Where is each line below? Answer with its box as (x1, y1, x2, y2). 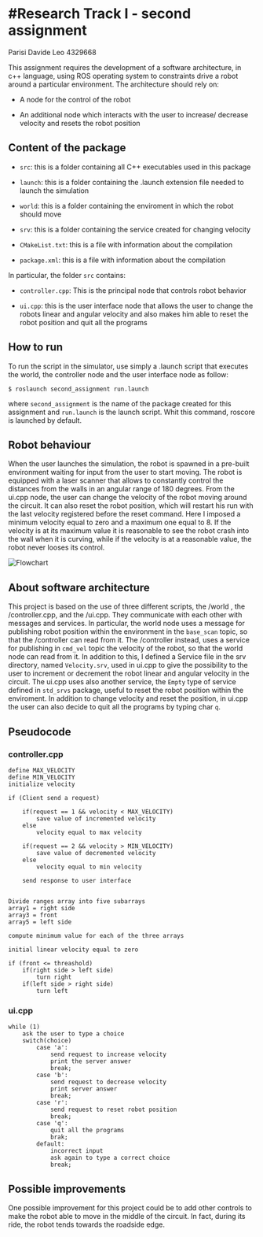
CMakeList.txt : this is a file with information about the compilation (19, 239, 233, 249)
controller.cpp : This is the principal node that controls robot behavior (19, 285, 247, 295)
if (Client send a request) (8, 794, 100, 802)
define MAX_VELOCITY (8, 766, 76, 774)
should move (19, 209, 62, 219)
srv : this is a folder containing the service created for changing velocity (19, 224, 251, 234)
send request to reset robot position (49, 1106, 177, 1114)
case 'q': (36, 1120, 68, 1128)
